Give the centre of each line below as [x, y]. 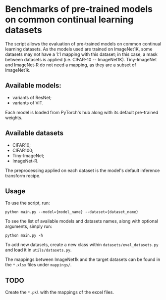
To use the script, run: [28, 203]
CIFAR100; [23, 150]
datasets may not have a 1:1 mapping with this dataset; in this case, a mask [81, 54]
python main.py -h [24, 236]
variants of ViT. [28, 103]
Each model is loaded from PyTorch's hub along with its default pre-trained [82, 112]
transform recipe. [23, 175]
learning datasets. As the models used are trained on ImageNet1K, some [79, 49]
